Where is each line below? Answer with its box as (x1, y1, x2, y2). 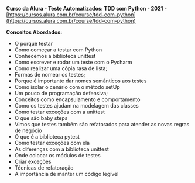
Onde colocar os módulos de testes (14, 152, 101, 158)
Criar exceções (14, 158, 52, 165)
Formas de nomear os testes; (14, 71, 85, 78)
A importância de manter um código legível (14, 171, 119, 177)
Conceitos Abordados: (6, 29, 63, 36)
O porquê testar (14, 40, 53, 47)
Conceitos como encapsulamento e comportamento (14, 96, 141, 103)
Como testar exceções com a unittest (14, 108, 105, 115)
